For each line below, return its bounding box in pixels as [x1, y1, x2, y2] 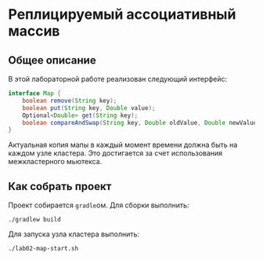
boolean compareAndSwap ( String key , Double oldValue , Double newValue [22, 119, 258, 126]
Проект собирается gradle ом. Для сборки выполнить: [8, 200, 189, 210]
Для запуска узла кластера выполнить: [8, 229, 139, 239]
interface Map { [8, 90, 61, 97]
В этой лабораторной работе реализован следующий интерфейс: [8, 75, 228, 83]
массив [8, 22, 60, 40]
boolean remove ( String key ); [22, 97, 117, 104]
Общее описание [8, 53, 96, 67]
